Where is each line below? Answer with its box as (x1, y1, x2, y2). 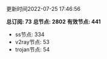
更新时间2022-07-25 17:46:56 (6, 5, 81, 12)
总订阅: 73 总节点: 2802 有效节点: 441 (6, 18, 101, 25)
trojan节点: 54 (15, 46, 50, 53)
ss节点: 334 (15, 31, 45, 38)
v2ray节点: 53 (15, 39, 50, 45)
